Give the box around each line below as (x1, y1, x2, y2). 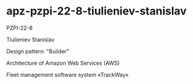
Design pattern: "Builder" (6, 47, 69, 55)
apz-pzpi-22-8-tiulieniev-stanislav (6, 4, 187, 18)
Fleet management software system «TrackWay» (6, 71, 129, 78)
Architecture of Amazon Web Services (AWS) (6, 59, 120, 66)
